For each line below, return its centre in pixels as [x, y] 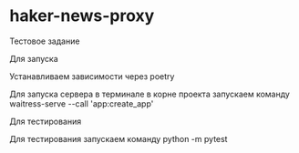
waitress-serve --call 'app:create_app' [82, 103]
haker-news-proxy [82, 16]
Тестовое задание [45, 41]
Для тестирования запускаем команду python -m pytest [119, 138]
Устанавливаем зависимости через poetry [92, 76]
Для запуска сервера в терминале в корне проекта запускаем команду [149, 94]
